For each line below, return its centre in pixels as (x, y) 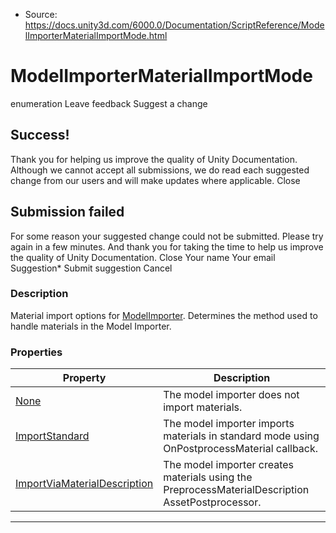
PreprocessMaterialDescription (236, 490)
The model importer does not (231, 395)
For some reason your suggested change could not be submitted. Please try (167, 236)
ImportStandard (52, 436)
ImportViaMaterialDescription (84, 484)
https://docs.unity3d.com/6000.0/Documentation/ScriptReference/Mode (174, 25)
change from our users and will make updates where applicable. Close (155, 180)
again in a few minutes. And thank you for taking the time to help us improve (167, 246)
